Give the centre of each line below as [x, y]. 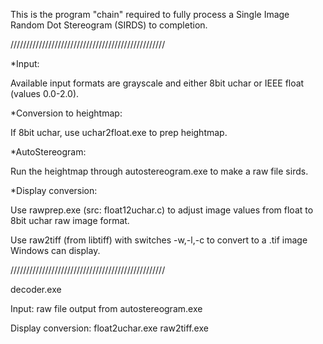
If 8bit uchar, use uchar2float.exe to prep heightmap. [119, 132]
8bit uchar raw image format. [70, 220]
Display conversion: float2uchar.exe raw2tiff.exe [109, 328]
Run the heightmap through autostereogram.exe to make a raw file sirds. [159, 171]
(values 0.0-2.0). [45, 93]
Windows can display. [55, 250]
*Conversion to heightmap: [66, 113]
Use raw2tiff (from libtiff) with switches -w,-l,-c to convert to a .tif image [159, 240]
